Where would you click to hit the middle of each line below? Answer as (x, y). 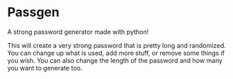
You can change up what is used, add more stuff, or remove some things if (116, 53)
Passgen (34, 12)
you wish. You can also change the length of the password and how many (115, 60)
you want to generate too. (45, 68)
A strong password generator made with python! (78, 32)
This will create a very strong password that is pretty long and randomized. (117, 45)
